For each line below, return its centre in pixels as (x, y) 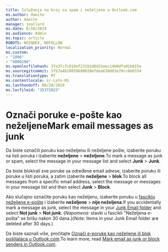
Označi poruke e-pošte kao (64, 115)
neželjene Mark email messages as (79, 126)
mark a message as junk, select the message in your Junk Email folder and (83, 207)
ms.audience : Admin (26, 33)
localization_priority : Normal (39, 48)
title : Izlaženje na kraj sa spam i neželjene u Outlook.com (71, 10)
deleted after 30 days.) (30, 224)
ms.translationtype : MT (31, 76)
